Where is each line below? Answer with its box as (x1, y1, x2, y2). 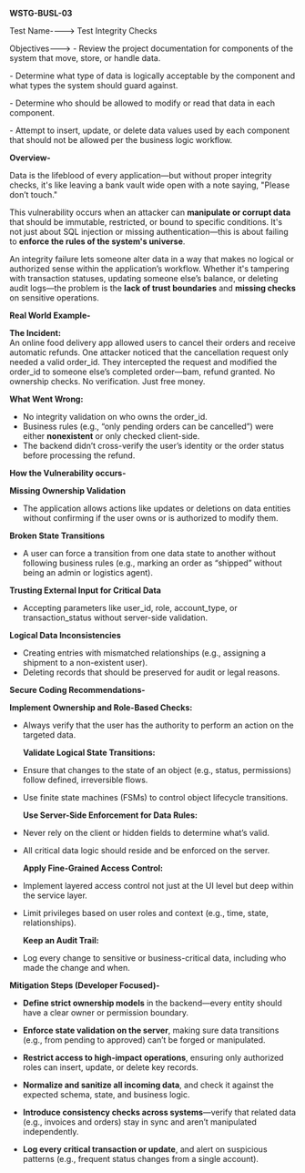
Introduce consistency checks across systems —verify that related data (22, 1107, 297, 1117)
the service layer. (22, 890, 88, 901)
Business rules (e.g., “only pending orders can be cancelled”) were (22, 421, 275, 432)
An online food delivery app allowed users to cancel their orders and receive (9, 337, 296, 348)
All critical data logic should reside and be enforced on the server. (22, 845, 270, 855)
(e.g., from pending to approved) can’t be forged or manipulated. (22, 1035, 266, 1045)
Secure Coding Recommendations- (9, 685, 146, 695)
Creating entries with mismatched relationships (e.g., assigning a (22, 648, 267, 658)
